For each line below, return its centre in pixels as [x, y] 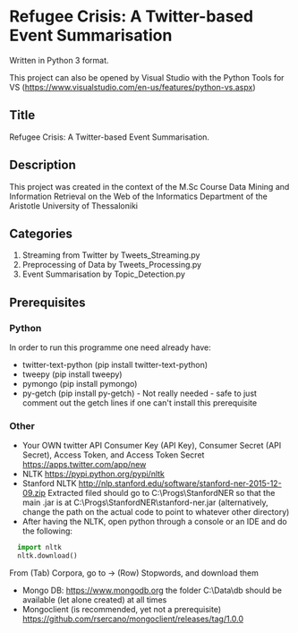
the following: [47, 531]
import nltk [40, 548]
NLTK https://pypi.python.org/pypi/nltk [94, 474]
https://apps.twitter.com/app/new [84, 465]
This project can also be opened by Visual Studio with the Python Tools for [147, 77]
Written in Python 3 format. [59, 60]
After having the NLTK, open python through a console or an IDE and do [155, 522]
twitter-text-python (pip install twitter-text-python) [115, 365]
